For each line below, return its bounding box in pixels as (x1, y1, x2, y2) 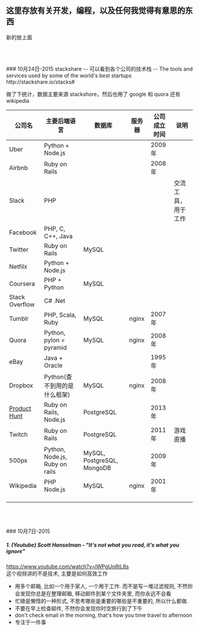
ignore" (6, 548, 25, 555)
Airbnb (9, 163, 28, 172)
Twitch (9, 430, 28, 438)
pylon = (44, 336, 65, 344)
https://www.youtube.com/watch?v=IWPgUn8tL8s (6, 563, 129, 570)
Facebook (9, 228, 37, 236)
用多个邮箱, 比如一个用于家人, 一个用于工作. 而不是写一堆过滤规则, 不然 (14, 582, 188, 589)
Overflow (9, 300, 35, 308)
